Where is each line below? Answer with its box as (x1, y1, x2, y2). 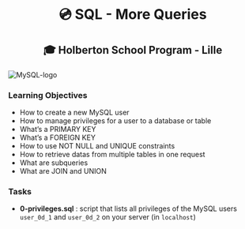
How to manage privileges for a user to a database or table (19, 115, 212, 126)
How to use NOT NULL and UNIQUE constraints (19, 141, 175, 150)
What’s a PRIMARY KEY (19, 124, 96, 133)
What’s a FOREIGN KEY (19, 133, 96, 142)
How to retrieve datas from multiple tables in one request (19, 149, 205, 159)
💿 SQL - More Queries (58, 6, 207, 24)
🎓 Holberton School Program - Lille (43, 43, 223, 57)
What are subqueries (19, 158, 89, 167)
